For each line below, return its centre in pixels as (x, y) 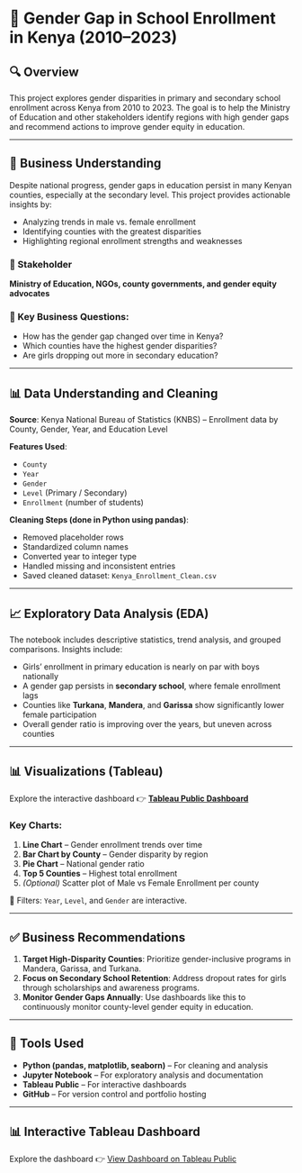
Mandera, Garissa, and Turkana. (82, 968)
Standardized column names (75, 547)
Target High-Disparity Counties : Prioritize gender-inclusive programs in (156, 959)
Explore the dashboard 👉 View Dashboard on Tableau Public (123, 1159)
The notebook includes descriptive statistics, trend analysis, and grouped (145, 640)
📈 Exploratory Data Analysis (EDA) (109, 613)
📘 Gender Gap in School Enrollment (142, 18)
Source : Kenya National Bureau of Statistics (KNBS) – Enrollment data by (144, 420)
